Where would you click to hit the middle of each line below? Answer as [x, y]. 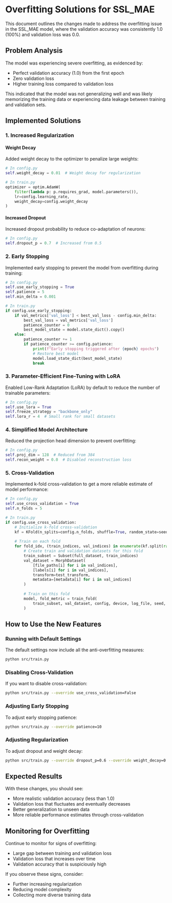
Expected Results [34, 776]
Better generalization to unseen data [51, 809]
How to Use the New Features [53, 624]
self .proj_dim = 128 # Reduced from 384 [50, 455]
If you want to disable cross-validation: [46, 684]
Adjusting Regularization [37, 740]
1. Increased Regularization [40, 135]
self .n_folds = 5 [24, 508]
